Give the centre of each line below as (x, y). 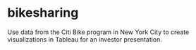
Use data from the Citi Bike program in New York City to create (98, 32)
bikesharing (43, 13)
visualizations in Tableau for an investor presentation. (85, 39)
